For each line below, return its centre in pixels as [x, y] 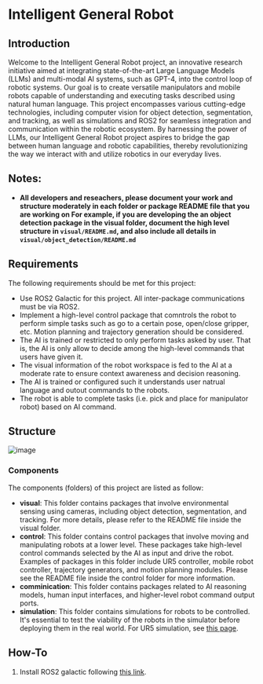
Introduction [39, 44]
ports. [29, 603]
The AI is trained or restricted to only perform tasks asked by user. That [135, 340]
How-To [28, 653]
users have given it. [51, 357]
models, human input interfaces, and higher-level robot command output [137, 594]
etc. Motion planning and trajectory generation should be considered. [132, 331]
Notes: [25, 179]
